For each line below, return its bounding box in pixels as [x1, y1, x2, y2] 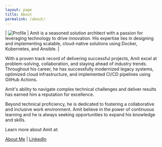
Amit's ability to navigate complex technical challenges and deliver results [5, 86, 157, 92]
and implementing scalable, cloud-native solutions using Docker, [5, 41, 138, 47]
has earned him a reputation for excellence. [5, 91, 94, 97]
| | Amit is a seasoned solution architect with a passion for [5, 30, 143, 36]
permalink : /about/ [5, 16, 46, 21]
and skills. [5, 117, 26, 123]
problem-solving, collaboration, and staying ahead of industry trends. [5, 61, 148, 67]
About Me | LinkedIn [5, 136, 47, 142]
